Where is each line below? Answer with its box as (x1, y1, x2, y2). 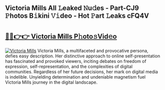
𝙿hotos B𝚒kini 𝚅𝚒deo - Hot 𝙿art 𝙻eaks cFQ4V (5, 12, 149, 20)
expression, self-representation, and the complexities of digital (5, 64, 133, 69)
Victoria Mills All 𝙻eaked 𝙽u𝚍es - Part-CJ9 (5, 4, 139, 12)
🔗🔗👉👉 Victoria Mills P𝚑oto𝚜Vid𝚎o (5, 32, 117, 41)
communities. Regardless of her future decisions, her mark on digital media (5, 69, 158, 75)
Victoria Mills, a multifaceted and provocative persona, (37, 48, 149, 53)
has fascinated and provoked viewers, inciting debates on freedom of (5, 58, 147, 64)
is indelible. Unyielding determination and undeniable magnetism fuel (5, 74, 146, 80)
